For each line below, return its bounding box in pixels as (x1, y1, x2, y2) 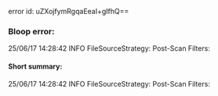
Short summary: (8, 62, 63, 71)
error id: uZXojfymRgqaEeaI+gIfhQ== (8, 7, 129, 16)
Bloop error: (8, 26, 55, 37)
